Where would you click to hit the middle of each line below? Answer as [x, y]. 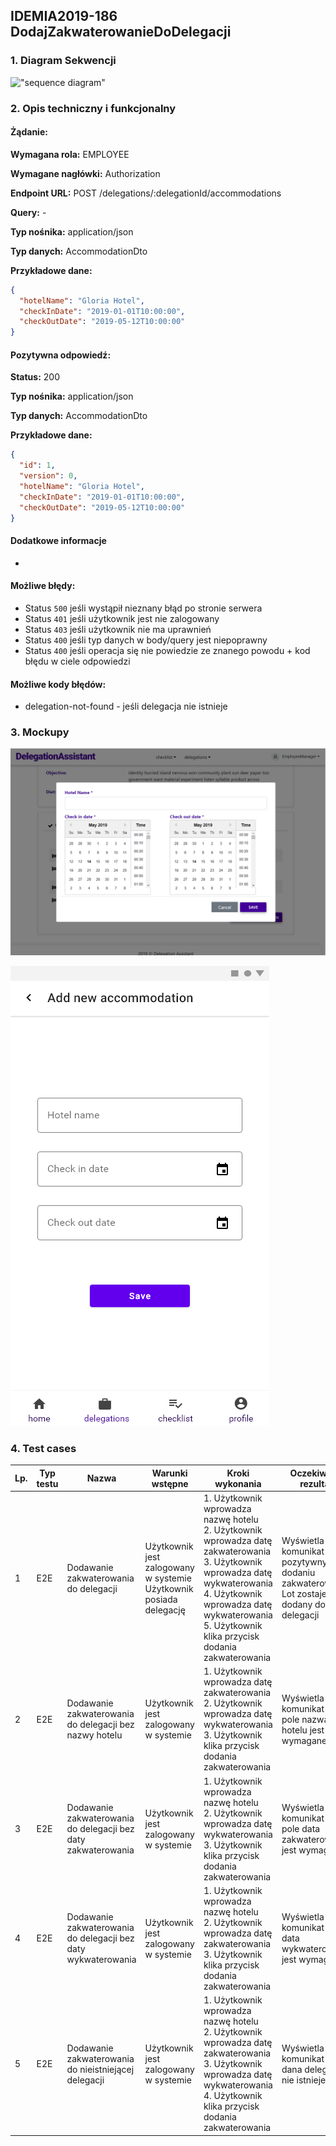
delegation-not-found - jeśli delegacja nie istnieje [126, 706]
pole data [301, 1829]
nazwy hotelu [94, 1735]
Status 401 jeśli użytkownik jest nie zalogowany [122, 618]
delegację [165, 1610]
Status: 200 [35, 377]
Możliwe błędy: [43, 586]
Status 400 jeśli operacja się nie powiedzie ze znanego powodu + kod [167, 650]
